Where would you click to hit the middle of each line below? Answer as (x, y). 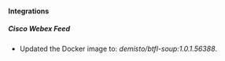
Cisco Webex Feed (39, 29)
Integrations (29, 11)
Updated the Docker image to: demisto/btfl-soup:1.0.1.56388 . (118, 48)
